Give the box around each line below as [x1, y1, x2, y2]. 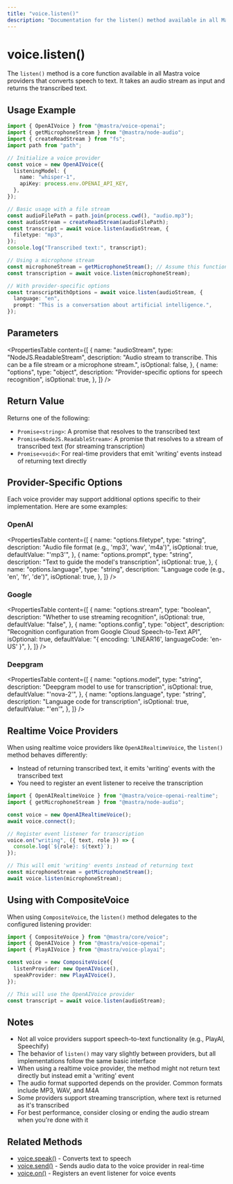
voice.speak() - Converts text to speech [17, 1154, 132, 1162]
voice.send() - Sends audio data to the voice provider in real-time [17, 1162, 205, 1170]
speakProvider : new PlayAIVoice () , [13, 972, 116, 979]
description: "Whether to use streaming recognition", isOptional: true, [7, 613, 205, 621]
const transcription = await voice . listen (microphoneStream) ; [7, 270, 191, 277]
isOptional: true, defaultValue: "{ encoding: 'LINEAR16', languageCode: [7, 635, 209, 644]
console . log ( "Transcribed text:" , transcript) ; [7, 244, 148, 252]
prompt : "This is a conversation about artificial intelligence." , [13, 302, 213, 309]
